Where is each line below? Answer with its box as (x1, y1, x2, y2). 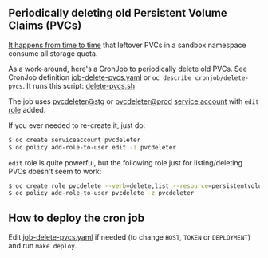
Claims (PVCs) (8, 19, 82, 33)
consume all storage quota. (8, 48, 98, 58)
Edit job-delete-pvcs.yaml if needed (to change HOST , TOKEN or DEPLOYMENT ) (8, 232, 251, 242)
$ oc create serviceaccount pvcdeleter (8, 136, 141, 144)
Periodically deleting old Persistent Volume (8, 6, 227, 20)
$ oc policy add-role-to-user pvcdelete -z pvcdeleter (8, 189, 195, 197)
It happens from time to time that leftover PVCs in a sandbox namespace (8, 40, 246, 50)
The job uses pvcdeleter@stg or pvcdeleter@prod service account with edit (8, 96, 259, 106)
